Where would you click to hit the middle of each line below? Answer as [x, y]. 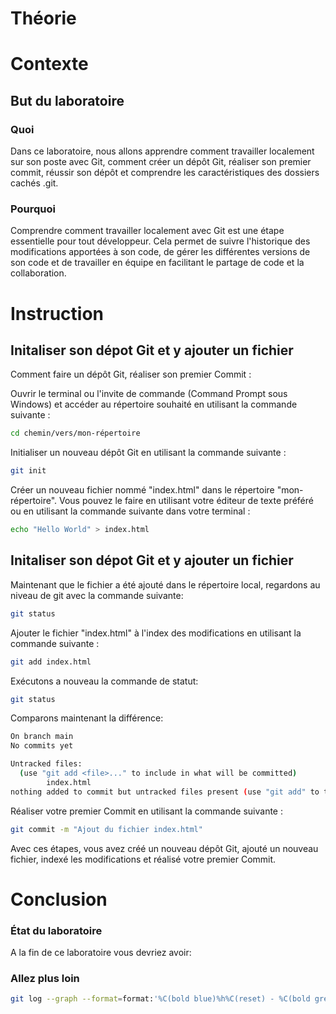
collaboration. [38, 273]
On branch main [42, 737]
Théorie [43, 18]
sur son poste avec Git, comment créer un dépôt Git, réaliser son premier [161, 162]
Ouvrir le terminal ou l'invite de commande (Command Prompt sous [149, 394]
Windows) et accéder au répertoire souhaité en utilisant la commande [154, 404]
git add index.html [51, 662]
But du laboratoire [67, 100]
